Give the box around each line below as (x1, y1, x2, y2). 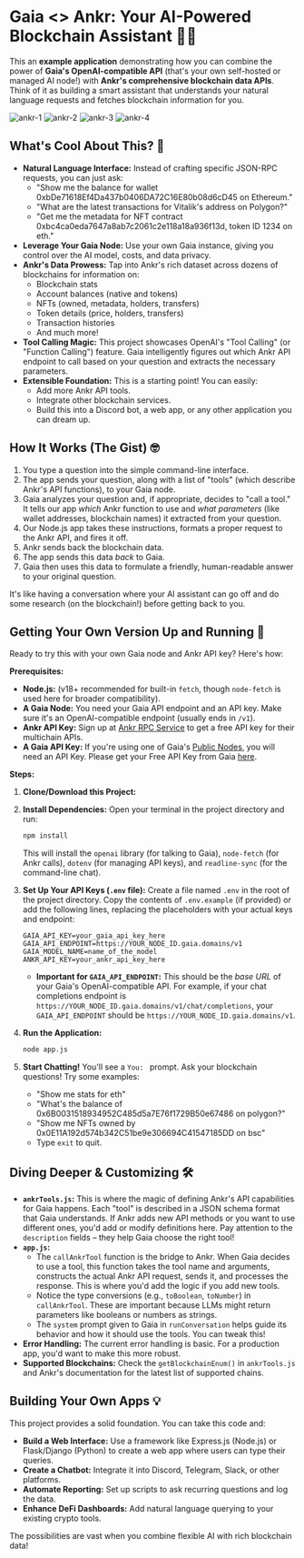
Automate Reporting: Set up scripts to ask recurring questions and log (22, 1483, 289, 1494)
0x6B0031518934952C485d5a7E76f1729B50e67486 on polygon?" (35, 1108, 286, 1120)
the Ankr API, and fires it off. (22, 532, 129, 543)
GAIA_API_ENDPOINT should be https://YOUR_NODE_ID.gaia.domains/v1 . (35, 1010, 296, 1020)
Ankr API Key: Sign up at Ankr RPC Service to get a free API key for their (22, 722, 295, 733)
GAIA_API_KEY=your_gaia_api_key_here (22, 931, 166, 940)
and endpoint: (22, 914, 75, 925)
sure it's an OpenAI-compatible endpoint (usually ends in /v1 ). (22, 712, 256, 724)
